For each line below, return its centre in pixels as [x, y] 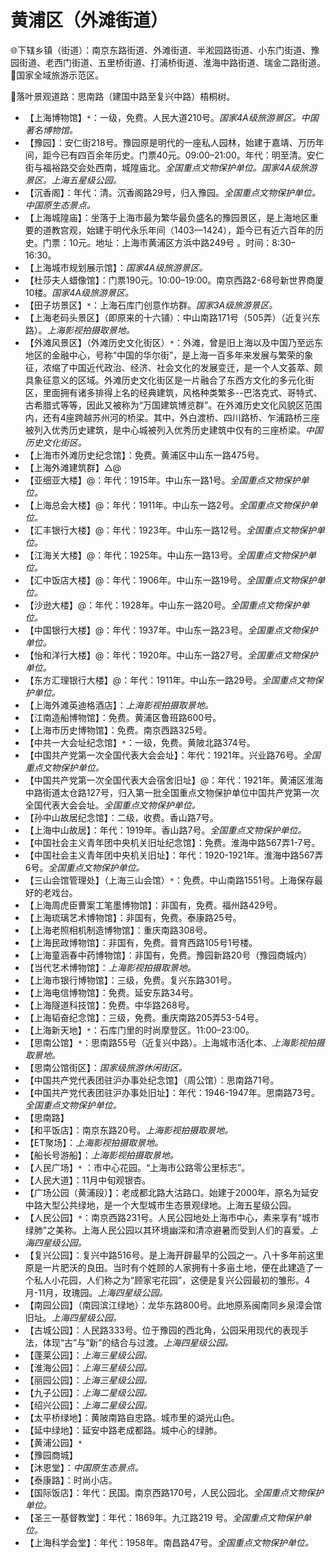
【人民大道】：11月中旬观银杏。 [88, 1180]
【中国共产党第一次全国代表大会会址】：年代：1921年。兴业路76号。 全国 [172, 755]
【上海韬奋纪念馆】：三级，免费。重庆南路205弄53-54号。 [144, 1017]
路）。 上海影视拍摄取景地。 [79, 330]
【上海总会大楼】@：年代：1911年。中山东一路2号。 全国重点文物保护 [167, 505]
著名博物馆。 [51, 130]
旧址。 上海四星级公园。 [73, 1317]
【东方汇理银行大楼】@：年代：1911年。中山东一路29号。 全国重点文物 [169, 680]
